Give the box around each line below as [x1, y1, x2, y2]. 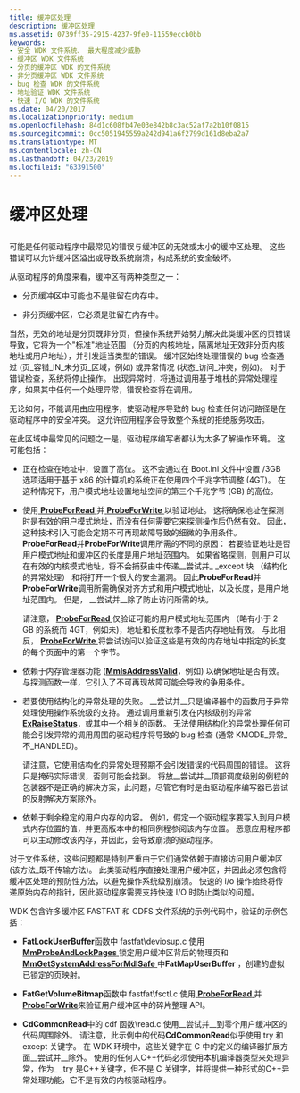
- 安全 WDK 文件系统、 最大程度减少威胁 [9, 46, 141, 55]
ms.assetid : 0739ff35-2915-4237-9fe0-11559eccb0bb [9, 29, 202, 38]
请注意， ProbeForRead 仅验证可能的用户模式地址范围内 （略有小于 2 [21, 613, 279, 624]
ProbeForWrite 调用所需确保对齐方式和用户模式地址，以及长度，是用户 [21, 583, 282, 593]
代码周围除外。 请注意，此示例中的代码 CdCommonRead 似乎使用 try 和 [21, 1030, 284, 1040]
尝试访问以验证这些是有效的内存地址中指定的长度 [105, 635, 286, 646]
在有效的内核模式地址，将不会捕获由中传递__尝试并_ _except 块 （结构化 [21, 560, 287, 571]
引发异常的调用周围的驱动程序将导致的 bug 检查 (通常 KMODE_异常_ [37, 729, 288, 740]
